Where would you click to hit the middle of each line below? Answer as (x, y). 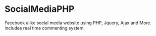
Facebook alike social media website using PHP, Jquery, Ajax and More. (78, 23)
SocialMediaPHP (40, 9)
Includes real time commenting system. (45, 28)
